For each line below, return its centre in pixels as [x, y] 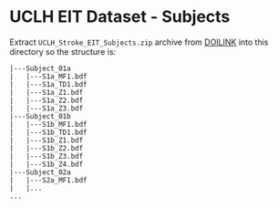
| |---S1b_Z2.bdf [46, 148]
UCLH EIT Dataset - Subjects [120, 17]
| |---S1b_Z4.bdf [46, 164]
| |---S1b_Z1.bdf [46, 140]
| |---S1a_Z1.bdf [46, 92]
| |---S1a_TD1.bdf [49, 84]
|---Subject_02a [40, 172]
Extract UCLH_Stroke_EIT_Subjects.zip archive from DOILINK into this [139, 42]
